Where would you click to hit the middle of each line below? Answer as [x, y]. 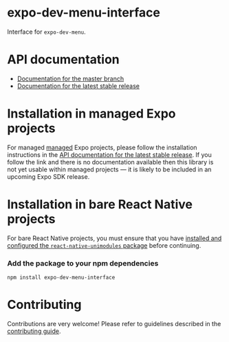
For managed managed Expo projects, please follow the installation [102, 147]
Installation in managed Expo [91, 114]
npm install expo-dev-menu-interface [61, 278]
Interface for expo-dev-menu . [46, 32]
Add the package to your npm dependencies [83, 263]
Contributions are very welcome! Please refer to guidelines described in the [114, 323]
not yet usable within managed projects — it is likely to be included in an [109, 169]
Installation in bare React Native [100, 204]
